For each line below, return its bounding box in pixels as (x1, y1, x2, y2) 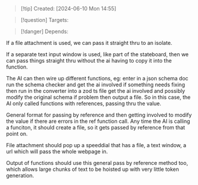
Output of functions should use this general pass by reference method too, (6, 160, 188, 166)
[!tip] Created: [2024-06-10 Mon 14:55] (20, 5, 116, 12)
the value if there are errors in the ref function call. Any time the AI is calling (6, 118, 190, 125)
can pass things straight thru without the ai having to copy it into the (6, 57, 172, 64)
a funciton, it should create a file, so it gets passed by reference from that (6, 124, 185, 131)
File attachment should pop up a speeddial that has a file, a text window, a (6, 142, 187, 148)
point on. (6, 130, 28, 137)
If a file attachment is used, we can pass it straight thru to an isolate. (6, 40, 173, 46)
